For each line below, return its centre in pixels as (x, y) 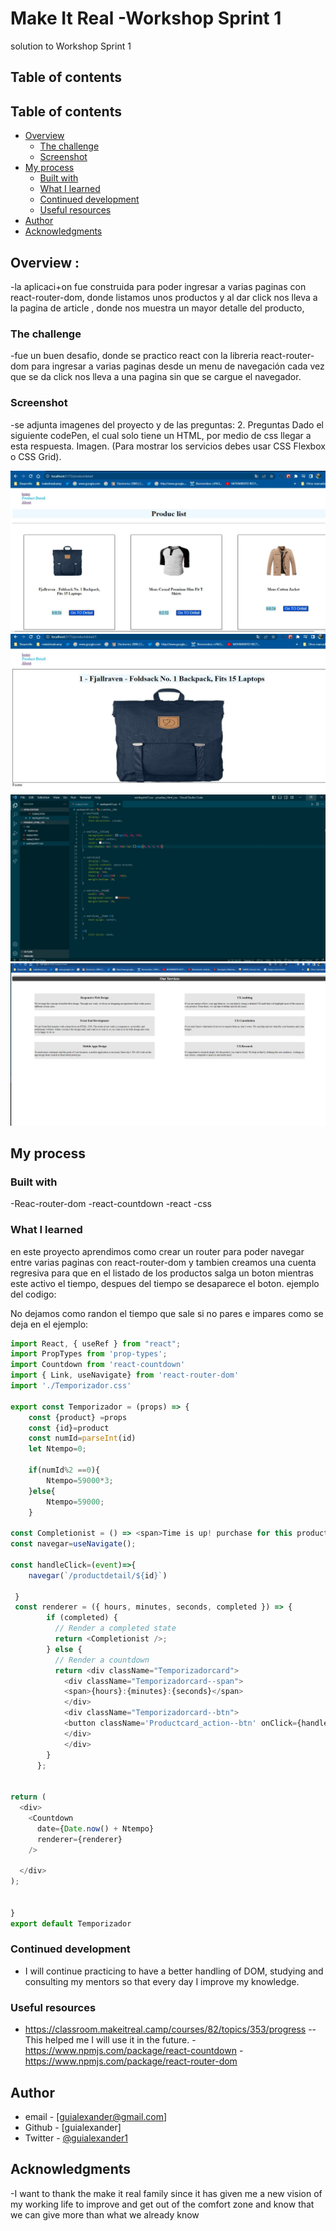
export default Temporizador (71, 1923)
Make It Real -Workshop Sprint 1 (146, 18)
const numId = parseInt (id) (82, 1438)
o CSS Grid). (36, 456)
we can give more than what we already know (105, 2214)
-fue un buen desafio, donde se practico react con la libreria (134, 356)
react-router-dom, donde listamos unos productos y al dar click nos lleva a (164, 297)
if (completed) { (82, 1618)
